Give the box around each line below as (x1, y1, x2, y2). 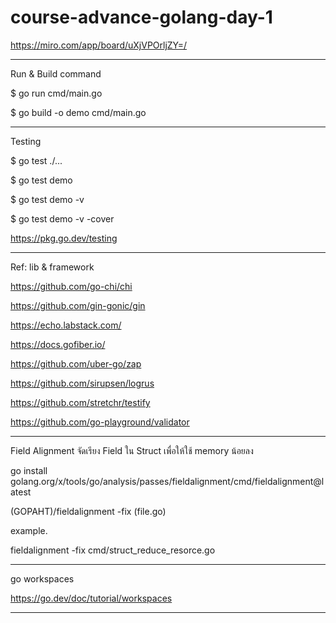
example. (10, 524, 48, 536)
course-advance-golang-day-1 (10, 6, 273, 29)
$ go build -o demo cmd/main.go (10, 106, 147, 118)
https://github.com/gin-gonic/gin (10, 299, 146, 311)
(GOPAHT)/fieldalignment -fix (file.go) (10, 505, 167, 517)
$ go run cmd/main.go (10, 87, 103, 99)
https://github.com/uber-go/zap (10, 357, 142, 370)
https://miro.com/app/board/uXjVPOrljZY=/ (10, 39, 188, 51)
